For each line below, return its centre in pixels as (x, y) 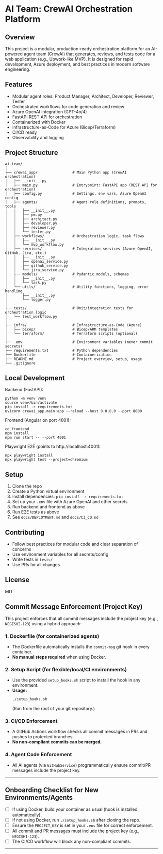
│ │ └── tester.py (28, 232)
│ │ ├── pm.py (24, 215)
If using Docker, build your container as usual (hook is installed (75, 809)
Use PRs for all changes (36, 565)
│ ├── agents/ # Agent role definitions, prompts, (76, 202)
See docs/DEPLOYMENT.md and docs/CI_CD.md (55, 517)
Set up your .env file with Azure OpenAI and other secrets (70, 502)
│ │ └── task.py (26, 283)
